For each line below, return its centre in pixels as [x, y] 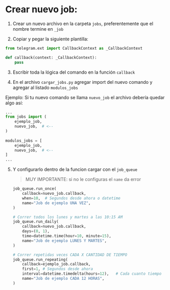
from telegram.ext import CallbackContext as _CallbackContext [74, 48]
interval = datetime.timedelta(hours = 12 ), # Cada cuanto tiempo [92, 274]
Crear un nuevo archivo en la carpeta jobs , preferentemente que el [83, 24]
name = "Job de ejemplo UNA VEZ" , [56, 203]
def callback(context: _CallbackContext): [51, 57]
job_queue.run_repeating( [40, 259]
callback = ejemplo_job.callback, [56, 264]
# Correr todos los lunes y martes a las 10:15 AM [68, 217]
